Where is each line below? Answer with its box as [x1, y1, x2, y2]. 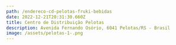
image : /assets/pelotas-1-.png [6, 30, 83, 36]
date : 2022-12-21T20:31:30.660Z [6, 14, 86, 20]
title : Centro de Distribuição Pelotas [6, 19, 105, 25]
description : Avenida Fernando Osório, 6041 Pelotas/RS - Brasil [6, 25, 170, 31]
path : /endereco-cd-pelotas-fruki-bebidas [6, 8, 112, 15]
